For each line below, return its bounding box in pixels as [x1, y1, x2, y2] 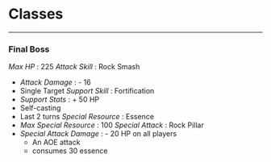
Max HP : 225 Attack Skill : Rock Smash [8, 62, 140, 72]
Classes [8, 5, 64, 23]
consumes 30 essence [31, 146, 108, 156]
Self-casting [19, 103, 61, 113]
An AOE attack [31, 138, 81, 147]
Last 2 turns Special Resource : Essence [19, 112, 155, 122]
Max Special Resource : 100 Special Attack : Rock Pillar [19, 120, 204, 130]
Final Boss [8, 44, 50, 55]
